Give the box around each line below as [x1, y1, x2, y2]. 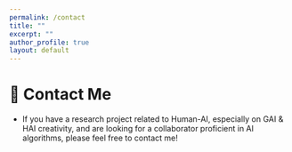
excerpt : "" [9, 29, 53, 38]
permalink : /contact [9, 12, 86, 22]
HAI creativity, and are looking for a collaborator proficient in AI [21, 124, 255, 134]
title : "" [9, 21, 46, 30]
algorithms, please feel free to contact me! [21, 132, 178, 143]
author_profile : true [9, 37, 90, 47]
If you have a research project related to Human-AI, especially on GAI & [21, 114, 284, 124]
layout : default [9, 46, 69, 55]
